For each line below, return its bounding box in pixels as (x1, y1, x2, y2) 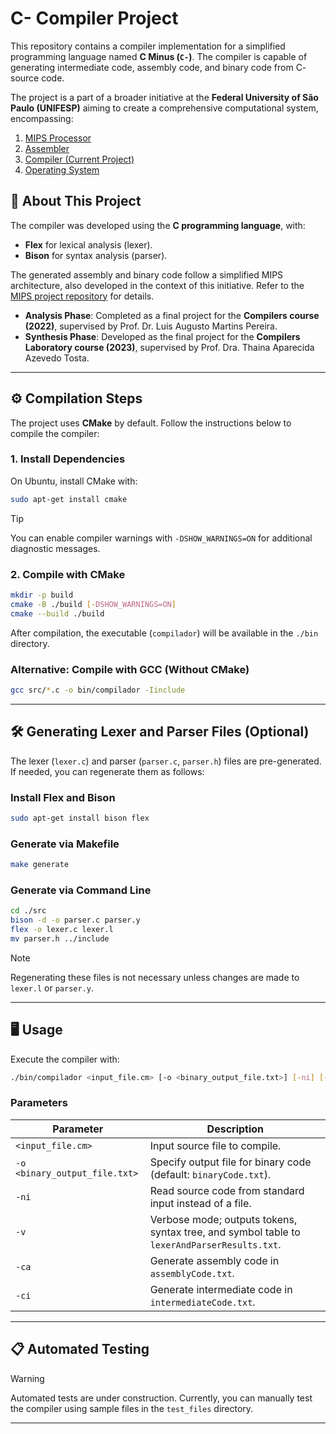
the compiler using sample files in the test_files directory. (10, 1402, 254, 1414)
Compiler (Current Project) (24, 153, 135, 165)
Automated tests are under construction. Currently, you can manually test (10, 1392, 313, 1404)
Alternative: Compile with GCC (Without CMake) (10, 662, 250, 676)
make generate (10, 860, 70, 870)
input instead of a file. (149, 1196, 252, 1210)
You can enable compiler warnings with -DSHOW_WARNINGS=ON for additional (10, 532, 313, 544)
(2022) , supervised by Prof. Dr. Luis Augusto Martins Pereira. (24, 320, 278, 332)
